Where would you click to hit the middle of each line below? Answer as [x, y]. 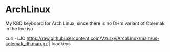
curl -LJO [15, 38]
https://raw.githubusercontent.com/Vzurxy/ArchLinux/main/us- [93, 38]
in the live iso [19, 28]
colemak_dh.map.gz [27, 43]
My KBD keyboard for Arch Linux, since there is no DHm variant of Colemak [85, 23]
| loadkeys [60, 43]
